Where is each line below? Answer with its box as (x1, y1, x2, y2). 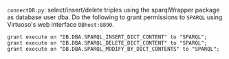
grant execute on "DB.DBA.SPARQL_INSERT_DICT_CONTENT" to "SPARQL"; (7, 34, 208, 40)
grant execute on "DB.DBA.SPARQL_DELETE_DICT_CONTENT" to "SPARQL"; (7, 40, 208, 47)
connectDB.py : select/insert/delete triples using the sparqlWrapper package (7, 6, 220, 14)
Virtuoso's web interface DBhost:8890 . (7, 21, 115, 28)
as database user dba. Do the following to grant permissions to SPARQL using (7, 13, 223, 21)
